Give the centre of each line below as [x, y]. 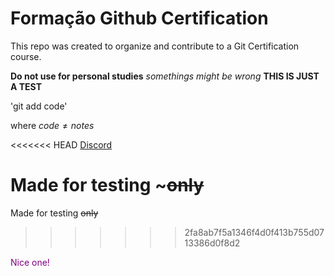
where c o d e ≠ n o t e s [52, 125]
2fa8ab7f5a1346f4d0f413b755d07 [254, 232]
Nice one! [30, 262]
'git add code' [39, 106]
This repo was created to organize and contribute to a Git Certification [155, 46]
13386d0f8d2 [212, 243]
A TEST [26, 86]
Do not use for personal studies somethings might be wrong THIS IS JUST [165, 76]
